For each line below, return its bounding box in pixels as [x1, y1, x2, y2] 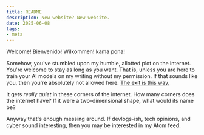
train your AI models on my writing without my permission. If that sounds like [6, 73, 198, 80]
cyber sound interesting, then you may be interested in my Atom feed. [6, 122, 181, 129]
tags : [6, 25, 20, 32]
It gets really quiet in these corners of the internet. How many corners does [6, 91, 195, 98]
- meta [6, 31, 23, 38]
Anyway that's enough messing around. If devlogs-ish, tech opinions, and [6, 116, 191, 123]
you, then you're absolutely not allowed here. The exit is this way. [6, 79, 170, 87]
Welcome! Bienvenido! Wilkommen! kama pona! [6, 48, 126, 55]
